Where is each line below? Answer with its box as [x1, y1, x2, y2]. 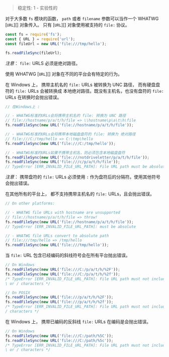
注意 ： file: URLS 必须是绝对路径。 [5, 60, 80, 66]
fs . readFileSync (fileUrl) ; [5, 50, 62, 55]
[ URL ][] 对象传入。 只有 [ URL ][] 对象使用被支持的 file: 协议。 [5, 22, 130, 28]
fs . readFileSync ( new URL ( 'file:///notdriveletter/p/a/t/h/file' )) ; [5, 155, 150, 160]
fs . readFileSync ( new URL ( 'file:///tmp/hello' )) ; [5, 243, 109, 248]
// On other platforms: [5, 201, 55, 206]
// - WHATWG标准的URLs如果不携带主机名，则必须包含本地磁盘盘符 [5, 150, 125, 155]
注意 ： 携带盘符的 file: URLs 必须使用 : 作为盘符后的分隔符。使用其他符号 [5, 174, 161, 180]
